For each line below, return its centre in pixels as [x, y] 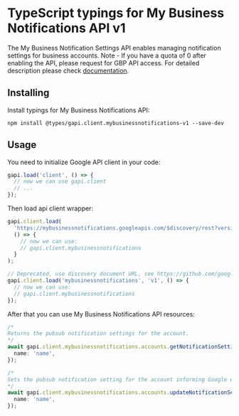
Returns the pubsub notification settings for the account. [99, 334]
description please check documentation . [68, 70]
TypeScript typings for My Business [116, 13]
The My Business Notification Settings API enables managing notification [115, 48]
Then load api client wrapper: [51, 208]
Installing [28, 93]
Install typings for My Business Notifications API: [79, 110]
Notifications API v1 [67, 28]
